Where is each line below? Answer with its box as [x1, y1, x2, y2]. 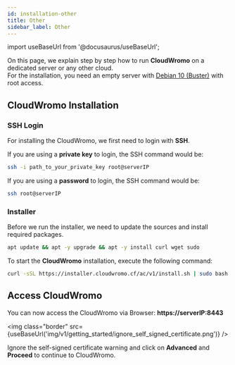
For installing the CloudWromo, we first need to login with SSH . [7, 137, 190, 145]
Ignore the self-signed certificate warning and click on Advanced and [7, 343, 210, 352]
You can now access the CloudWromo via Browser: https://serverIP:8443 [7, 308, 224, 317]
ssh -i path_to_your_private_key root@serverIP [7, 163, 150, 171]
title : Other [7, 17, 46, 24]
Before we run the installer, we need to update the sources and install [7, 223, 209, 231]
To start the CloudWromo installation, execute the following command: [7, 256, 213, 265]
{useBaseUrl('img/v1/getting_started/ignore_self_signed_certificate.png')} [7, 329, 220, 338]
